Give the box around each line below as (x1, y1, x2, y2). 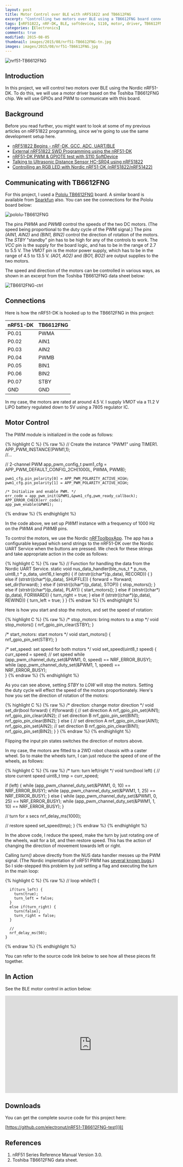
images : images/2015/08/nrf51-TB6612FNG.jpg (5, 44, 98, 49)
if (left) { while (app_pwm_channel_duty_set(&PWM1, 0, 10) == (5, 782, 131, 788)
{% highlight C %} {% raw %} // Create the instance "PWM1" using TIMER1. (5, 441, 158, 447)
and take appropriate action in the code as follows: (5, 551, 109, 557)
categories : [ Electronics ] (5, 26, 61, 31)
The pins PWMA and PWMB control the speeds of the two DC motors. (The (5, 221, 158, 227)
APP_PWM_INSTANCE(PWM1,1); (5, 446, 71, 452)
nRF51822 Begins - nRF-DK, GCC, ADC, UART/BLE (12, 143, 115, 149)
